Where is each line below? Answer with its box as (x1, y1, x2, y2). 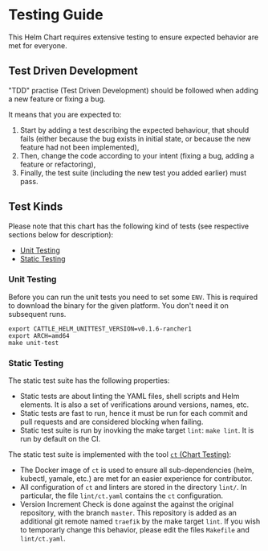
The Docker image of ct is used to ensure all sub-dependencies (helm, (19, 465, 254, 475)
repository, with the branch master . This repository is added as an (19, 508, 237, 518)
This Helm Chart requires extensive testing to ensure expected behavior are (8, 32, 259, 42)
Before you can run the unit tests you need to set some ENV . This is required (8, 292, 258, 302)
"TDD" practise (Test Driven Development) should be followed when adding (8, 85, 259, 95)
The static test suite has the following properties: (8, 376, 170, 385)
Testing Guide (8, 6, 104, 24)
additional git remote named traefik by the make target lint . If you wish (19, 516, 261, 526)
